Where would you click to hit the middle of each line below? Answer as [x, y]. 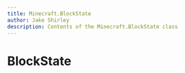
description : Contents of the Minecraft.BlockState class [92, 26]
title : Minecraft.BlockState [49, 14]
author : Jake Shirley [38, 20]
